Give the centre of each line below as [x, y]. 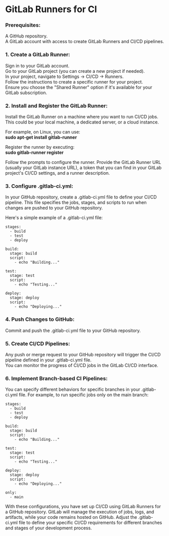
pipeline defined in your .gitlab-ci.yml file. [48, 360]
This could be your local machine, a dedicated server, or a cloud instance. [82, 122]
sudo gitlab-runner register [35, 152]
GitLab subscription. [26, 93]
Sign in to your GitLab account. [37, 66]
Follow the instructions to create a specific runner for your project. [74, 81]
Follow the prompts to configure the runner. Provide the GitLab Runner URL [83, 162]
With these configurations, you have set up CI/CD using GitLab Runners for [83, 507]
